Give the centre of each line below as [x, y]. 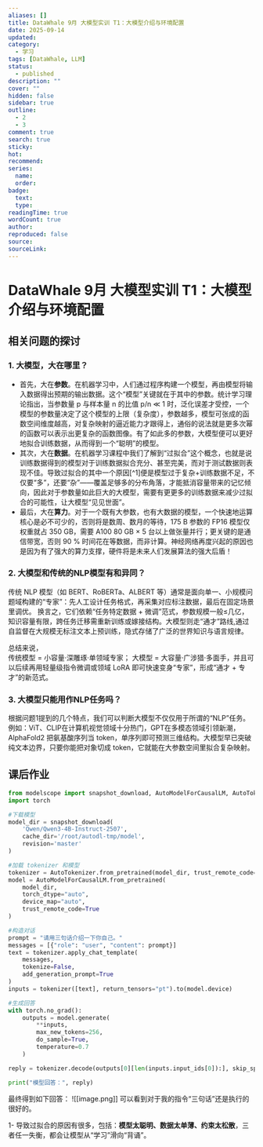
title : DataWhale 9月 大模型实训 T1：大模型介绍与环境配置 [96, 23]
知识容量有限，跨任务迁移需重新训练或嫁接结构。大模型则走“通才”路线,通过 [129, 621]
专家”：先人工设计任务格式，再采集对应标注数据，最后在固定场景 [150, 601]
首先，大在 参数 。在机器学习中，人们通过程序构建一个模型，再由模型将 [133, 384]
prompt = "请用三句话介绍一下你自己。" [65, 938]
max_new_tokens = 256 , [70, 1032]
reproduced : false [38, 235]
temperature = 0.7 [63, 1047]
